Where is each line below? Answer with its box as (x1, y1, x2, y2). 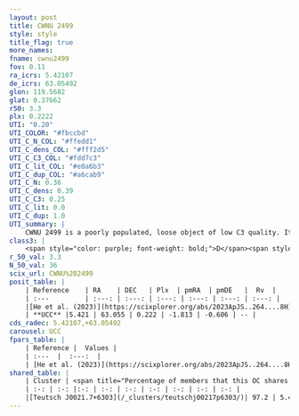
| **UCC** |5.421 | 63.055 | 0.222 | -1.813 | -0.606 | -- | (25, 310, 256, 320)
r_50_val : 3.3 (9, 252, 62, 262)
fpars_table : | (9, 335, 66, 344)
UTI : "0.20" (9, 121, 53, 130)
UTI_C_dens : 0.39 (9, 187, 74, 196)
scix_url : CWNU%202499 (9, 269, 93, 278)
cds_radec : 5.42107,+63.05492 (9, 319, 122, 328)
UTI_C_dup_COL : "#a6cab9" (9, 170, 105, 179)
